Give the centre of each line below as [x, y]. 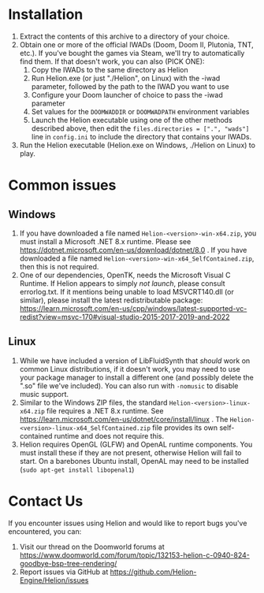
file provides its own [185, 428]
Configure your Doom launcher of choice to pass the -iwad [127, 95]
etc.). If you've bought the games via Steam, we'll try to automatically [132, 53]
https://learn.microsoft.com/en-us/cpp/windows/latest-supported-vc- [133, 308]
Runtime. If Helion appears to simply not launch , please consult [123, 283]
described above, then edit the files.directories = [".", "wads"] [140, 128]
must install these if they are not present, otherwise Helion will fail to [130, 452]
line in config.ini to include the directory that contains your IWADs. [141, 136]
